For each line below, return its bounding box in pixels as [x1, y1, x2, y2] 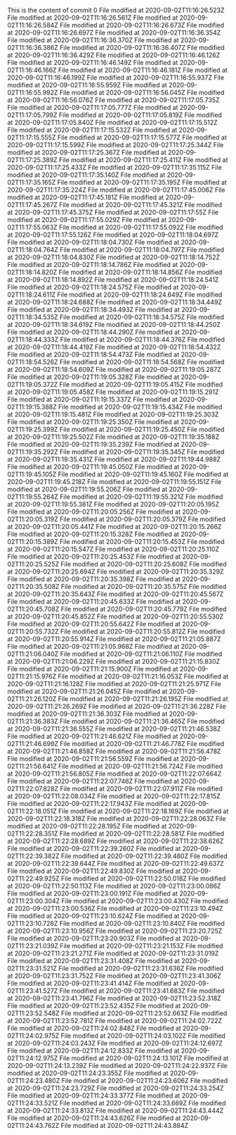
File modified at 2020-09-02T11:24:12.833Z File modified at [7, 1046, 180, 1055]
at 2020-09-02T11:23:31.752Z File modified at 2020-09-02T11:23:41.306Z [7, 972, 221, 980]
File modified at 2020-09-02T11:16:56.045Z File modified [59, 88, 225, 97]
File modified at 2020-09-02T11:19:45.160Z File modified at [58, 470, 229, 478]
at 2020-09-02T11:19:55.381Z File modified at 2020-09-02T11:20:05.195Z [7, 500, 220, 508]
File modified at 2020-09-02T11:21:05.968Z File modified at [7, 643, 180, 650]
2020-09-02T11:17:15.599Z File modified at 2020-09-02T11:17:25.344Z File [7, 141, 224, 149]
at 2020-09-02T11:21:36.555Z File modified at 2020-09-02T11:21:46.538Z [7, 725, 221, 733]
